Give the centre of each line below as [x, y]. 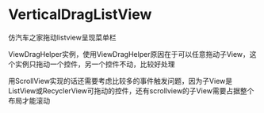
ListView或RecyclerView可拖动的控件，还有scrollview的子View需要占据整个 [131, 90]
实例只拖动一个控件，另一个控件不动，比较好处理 [95, 64]
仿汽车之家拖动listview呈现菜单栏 [62, 37]
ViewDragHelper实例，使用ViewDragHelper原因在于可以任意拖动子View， [129, 54]
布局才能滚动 [29, 100]
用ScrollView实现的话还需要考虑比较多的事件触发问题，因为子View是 [121, 81]
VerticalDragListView [80, 15]
